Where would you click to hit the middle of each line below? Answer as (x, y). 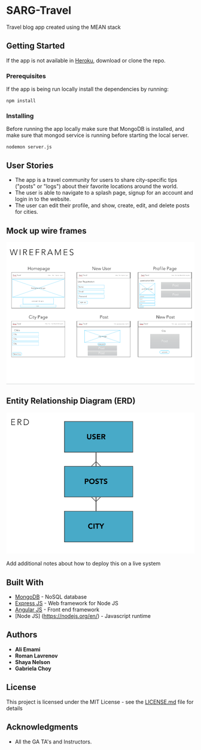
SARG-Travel (39, 11)
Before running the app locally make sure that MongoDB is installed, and (95, 129)
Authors (22, 635)
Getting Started (36, 46)
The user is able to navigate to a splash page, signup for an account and (104, 193)
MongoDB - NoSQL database (51, 597)
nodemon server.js (29, 147)
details (14, 708)
